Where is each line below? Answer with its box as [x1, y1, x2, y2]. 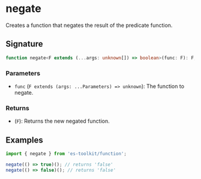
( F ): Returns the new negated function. [14, 117, 110, 125]
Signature [5, 39, 43, 49]
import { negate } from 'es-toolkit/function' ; [5, 151, 127, 157]
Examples [5, 135, 43, 145]
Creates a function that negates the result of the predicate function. [5, 22, 173, 29]
